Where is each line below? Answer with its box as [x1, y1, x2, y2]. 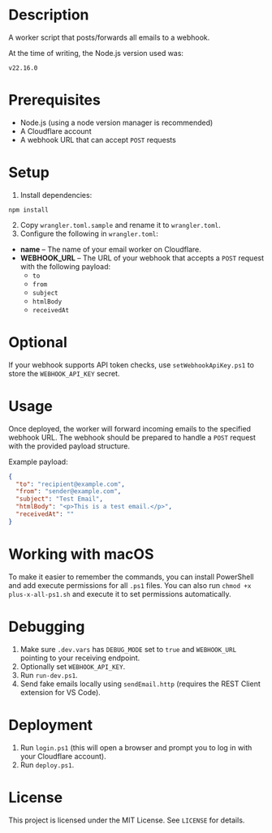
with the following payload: [19, 261, 111, 271]
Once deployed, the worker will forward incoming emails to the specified [8, 423, 252, 433]
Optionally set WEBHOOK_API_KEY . [19, 661, 126, 671]
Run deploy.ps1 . [19, 760, 75, 770]
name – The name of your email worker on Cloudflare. [19, 244, 201, 254]
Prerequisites [8, 91, 101, 109]
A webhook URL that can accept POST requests [19, 135, 176, 144]
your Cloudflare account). [19, 751, 107, 761]
